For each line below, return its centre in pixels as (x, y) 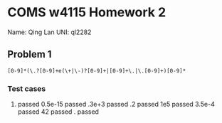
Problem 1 (30, 54)
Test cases (27, 88)
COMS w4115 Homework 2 (87, 12)
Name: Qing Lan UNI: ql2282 (49, 32)
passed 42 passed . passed (58, 112)
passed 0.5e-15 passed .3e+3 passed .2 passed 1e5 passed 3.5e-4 (116, 105)
